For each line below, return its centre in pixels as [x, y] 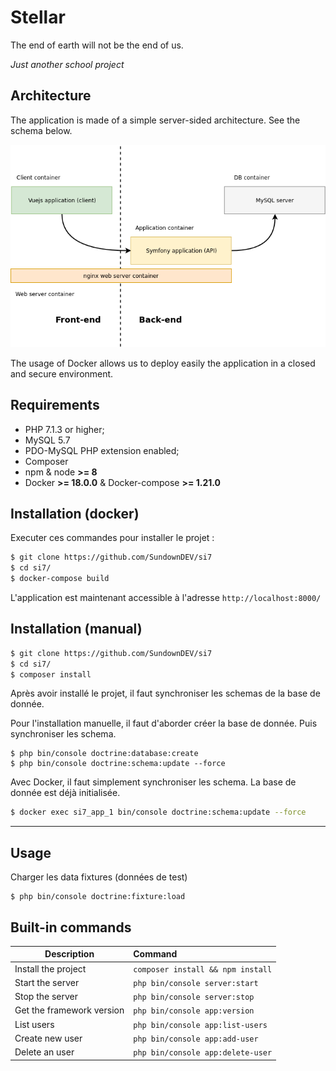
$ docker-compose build [60, 579]
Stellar [38, 17]
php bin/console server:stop [194, 997]
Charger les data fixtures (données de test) [99, 877]
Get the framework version [69, 1010]
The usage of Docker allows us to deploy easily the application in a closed [163, 363]
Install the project [50, 968]
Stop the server [46, 997]
